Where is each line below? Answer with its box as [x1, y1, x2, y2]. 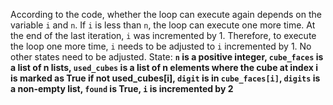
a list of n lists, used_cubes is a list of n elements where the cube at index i [10, 62, 318, 73]
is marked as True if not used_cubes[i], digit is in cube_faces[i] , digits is [10, 72, 321, 84]
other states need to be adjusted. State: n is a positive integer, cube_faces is [10, 51, 324, 63]
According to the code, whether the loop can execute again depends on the [10, 9, 322, 20]
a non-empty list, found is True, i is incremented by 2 [10, 83, 234, 94]
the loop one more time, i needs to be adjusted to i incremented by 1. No [10, 40, 312, 52]
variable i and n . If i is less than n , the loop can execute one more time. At [10, 19, 316, 31]
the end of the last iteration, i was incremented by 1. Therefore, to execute [10, 30, 317, 41]
